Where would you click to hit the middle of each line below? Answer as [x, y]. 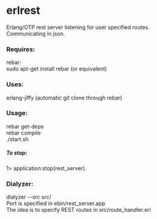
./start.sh [18, 139]
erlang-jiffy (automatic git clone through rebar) [64, 98]
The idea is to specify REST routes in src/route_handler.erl [78, 210]
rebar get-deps [25, 126]
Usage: [17, 113]
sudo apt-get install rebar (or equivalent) [57, 69]
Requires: [21, 49]
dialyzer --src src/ [29, 197]
